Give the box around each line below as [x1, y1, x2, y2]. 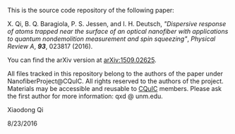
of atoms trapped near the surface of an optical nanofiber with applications [7, 28, 229, 35]
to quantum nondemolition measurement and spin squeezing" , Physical [7, 35, 216, 43]
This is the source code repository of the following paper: [7, 6, 174, 14]
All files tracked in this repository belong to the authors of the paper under [7, 70, 224, 78]
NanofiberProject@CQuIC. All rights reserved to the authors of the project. [7, 77, 224, 85]
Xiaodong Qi [7, 106, 44, 114]
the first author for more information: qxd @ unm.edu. [7, 92, 164, 100]
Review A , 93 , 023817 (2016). [7, 42, 93, 50]
